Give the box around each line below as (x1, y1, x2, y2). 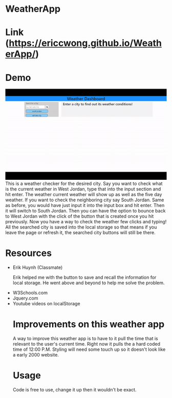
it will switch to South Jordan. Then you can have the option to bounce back (5, 208, 166, 214)
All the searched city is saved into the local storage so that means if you (5, 224, 157, 231)
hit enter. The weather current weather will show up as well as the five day (5, 192, 162, 198)
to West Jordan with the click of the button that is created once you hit (5, 213, 154, 219)
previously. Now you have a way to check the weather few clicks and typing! (5, 219, 167, 225)
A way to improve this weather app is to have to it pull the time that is (12, 336, 158, 342)
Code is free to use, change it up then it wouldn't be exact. (12, 387, 137, 393)
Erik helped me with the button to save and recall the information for (12, 275, 157, 281)
